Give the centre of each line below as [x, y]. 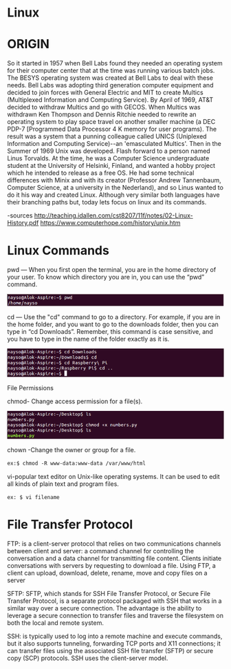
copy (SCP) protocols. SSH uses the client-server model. [88, 658]
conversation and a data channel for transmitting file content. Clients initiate [114, 558]
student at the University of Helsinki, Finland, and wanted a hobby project [111, 166]
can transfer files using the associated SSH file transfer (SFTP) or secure [110, 651]
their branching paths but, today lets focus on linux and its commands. [107, 202]
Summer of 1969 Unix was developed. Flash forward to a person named [109, 151]
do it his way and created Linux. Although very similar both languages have [113, 195]
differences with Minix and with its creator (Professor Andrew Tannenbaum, [114, 180]
